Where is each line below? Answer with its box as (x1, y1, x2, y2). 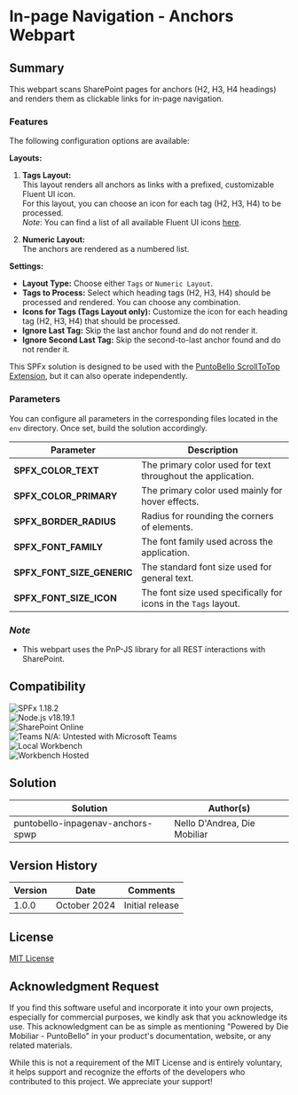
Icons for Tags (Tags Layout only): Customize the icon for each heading (21, 306, 288, 317)
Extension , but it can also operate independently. (9, 371, 188, 382)
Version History (9, 858, 98, 873)
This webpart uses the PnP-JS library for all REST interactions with (21, 643, 266, 654)
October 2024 (56, 899, 116, 911)
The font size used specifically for (141, 586, 283, 598)
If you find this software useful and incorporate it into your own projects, (9, 1002, 274, 1012)
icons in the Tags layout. (141, 597, 240, 610)
